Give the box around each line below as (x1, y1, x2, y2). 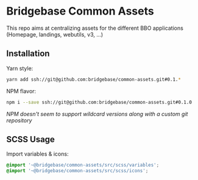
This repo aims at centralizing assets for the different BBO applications (6, 24, 184, 32)
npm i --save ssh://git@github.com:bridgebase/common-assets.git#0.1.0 (6, 99, 192, 105)
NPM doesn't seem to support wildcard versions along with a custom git (6, 110, 188, 117)
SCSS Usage (6, 134, 55, 144)
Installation (6, 49, 50, 59)
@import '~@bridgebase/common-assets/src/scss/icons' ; (6, 168, 149, 174)
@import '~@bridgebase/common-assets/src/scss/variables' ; (6, 162, 160, 168)
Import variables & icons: (6, 150, 69, 157)
